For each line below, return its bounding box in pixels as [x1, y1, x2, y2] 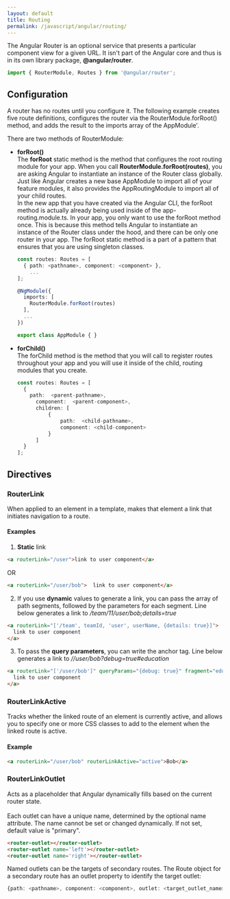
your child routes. [16, 191, 67, 200]
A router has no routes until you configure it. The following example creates [7, 107, 220, 115]
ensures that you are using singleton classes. [16, 243, 145, 251]
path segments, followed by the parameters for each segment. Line [16, 601, 207, 609]
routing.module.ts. [16, 213, 69, 222]
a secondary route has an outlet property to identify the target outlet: [7, 872, 202, 880]
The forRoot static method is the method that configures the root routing [16, 155, 222, 163]
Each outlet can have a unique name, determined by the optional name [7, 811, 207, 820]
